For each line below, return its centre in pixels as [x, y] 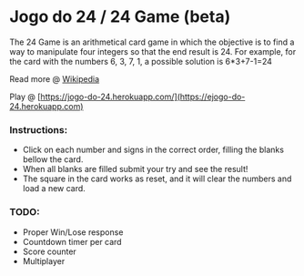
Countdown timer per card [72, 241]
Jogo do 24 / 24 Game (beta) [120, 17]
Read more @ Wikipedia [55, 78]
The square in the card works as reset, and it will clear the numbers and [157, 179]
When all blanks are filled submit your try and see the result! [135, 169]
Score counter [50, 251]
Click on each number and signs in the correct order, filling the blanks [153, 150]
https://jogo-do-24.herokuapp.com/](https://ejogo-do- [143, 97]
